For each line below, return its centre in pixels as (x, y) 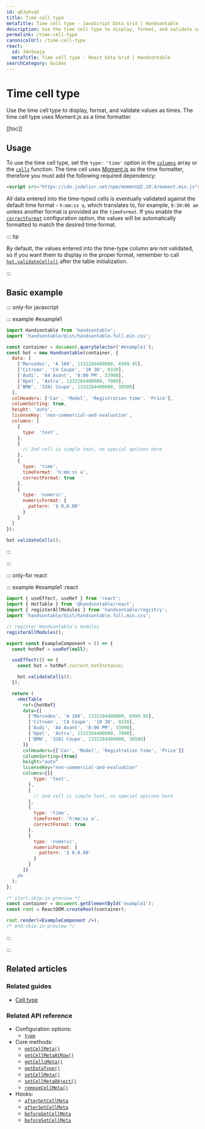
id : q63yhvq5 (23, 12)
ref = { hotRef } (39, 705)
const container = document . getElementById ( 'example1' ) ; (80, 904)
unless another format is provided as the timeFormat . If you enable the (94, 212)
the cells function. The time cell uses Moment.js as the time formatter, (95, 170)
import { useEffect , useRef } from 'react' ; (64, 598)
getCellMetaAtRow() (49, 1055)
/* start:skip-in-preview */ (43, 898)
